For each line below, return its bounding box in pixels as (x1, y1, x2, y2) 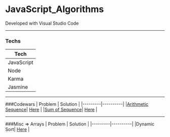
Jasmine (8, 84, 28, 91)
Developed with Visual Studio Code (5, 20, 79, 26)
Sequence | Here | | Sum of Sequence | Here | (5, 107, 98, 113)
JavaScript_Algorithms (5, 4, 104, 15)
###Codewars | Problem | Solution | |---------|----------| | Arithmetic (5, 101, 149, 107)
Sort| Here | (5, 126, 30, 132)
